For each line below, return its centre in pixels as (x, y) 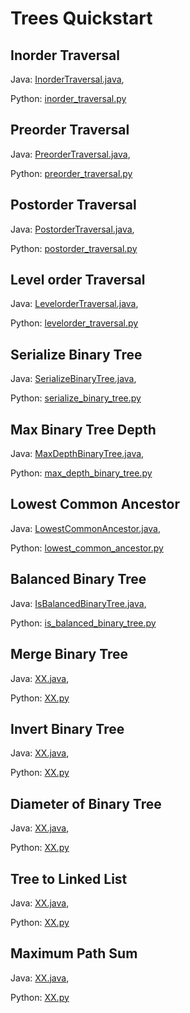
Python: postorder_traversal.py (74, 248)
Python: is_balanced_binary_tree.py (83, 623)
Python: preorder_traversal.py (71, 173)
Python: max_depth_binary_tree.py (81, 473)
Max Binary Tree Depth (83, 429)
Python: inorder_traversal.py (68, 98)
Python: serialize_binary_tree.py (76, 398)
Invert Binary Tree (67, 728)
